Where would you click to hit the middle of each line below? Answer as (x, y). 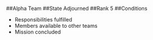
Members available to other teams (56, 26)
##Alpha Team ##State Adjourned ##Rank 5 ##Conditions (77, 8)
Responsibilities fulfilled (43, 19)
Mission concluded (38, 32)
